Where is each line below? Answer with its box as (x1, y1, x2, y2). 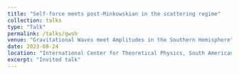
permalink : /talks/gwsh (7, 30, 78, 37)
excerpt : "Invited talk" (7, 56, 81, 63)
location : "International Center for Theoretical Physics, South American (7, 50, 234, 57)
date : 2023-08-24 (7, 43, 59, 50)
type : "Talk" (7, 23, 46, 30)
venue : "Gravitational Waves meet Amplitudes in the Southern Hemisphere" (7, 37, 234, 44)
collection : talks (7, 17, 62, 24)
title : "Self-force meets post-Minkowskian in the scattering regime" (7, 10, 221, 18)
